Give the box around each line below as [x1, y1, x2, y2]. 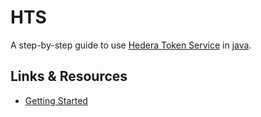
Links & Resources [10, 68, 128, 85]
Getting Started [24, 94, 88, 106]
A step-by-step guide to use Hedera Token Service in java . [10, 39, 252, 51]
